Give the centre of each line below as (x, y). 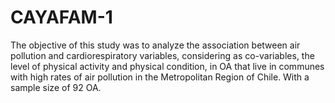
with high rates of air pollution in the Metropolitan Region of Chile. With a (160, 77)
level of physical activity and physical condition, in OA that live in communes (167, 66)
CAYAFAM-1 (61, 17)
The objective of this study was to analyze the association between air (155, 45)
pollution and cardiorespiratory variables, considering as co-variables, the (162, 55)
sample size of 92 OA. (56, 87)
